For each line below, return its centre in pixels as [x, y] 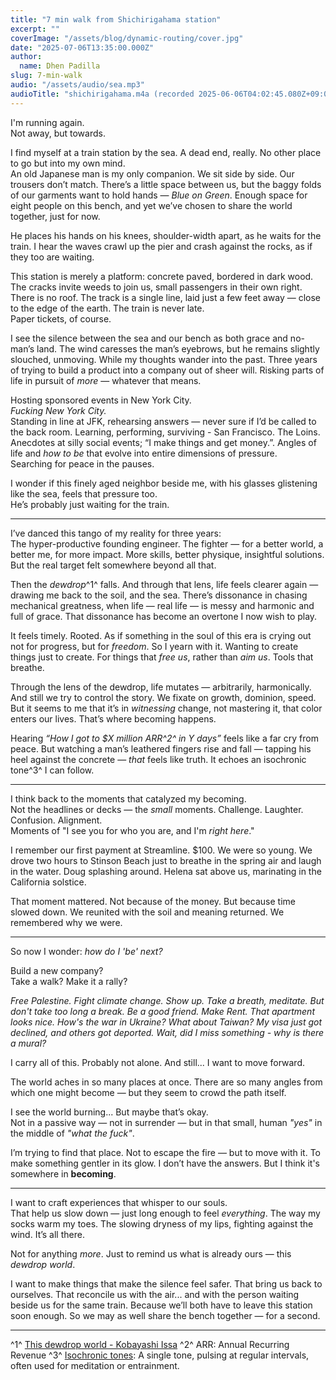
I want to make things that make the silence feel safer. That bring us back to [166, 1283]
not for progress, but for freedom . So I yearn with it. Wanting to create [154, 646]
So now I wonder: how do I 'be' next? [86, 951]
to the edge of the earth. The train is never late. [107, 308]
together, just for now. [55, 216]
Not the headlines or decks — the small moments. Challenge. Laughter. [157, 809]
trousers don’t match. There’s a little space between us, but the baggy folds [166, 184]
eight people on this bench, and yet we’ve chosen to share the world [151, 205]
